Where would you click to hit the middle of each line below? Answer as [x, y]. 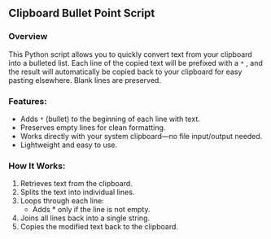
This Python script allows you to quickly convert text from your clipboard [130, 54]
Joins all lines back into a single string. [85, 218]
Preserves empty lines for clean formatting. [93, 127]
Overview [28, 37]
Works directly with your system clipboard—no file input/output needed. [141, 136]
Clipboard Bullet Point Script [82, 13]
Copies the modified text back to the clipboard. [99, 227]
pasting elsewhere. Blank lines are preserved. [85, 80]
